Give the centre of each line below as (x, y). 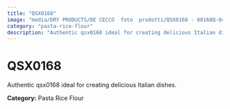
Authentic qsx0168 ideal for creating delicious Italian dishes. (92, 85)
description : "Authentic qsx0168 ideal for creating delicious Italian (111, 32)
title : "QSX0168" (32, 13)
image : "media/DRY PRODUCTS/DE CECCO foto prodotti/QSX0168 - (101, 20)
